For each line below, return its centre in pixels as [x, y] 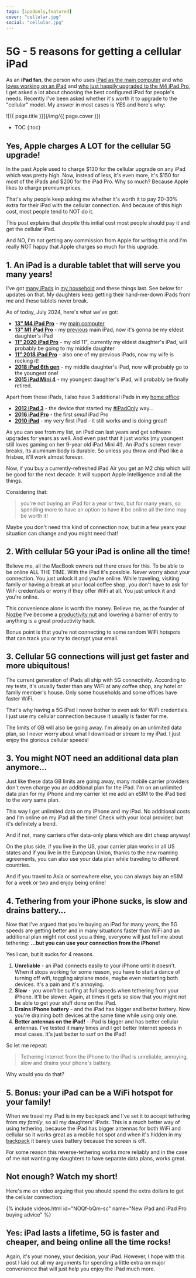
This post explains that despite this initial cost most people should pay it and [98, 223]
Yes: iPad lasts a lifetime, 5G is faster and [83, 1233]
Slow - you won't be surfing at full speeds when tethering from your [97, 991]
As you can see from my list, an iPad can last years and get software [89, 432]
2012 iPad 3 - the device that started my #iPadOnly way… [84, 408]
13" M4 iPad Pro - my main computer [60, 323]
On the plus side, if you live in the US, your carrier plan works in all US [90, 847]
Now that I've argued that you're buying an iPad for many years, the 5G [92, 925]
